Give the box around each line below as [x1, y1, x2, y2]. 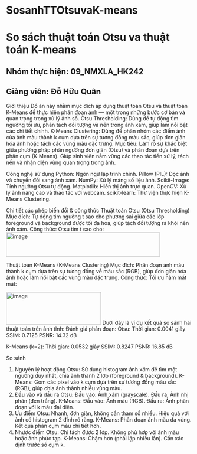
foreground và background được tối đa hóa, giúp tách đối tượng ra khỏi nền [6, 219, 189, 226]
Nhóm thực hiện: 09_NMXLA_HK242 [6, 66, 144, 77]
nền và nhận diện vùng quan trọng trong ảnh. [6, 159, 116, 166]
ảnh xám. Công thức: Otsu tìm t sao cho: [6, 226, 104, 233]
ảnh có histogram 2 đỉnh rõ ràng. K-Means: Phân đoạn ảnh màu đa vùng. [14, 416, 192, 423]
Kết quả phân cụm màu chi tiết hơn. [14, 422, 101, 429]
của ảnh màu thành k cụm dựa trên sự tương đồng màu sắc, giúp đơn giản [6, 133, 186, 141]
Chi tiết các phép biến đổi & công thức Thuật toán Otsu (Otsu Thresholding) [6, 207, 190, 214]
